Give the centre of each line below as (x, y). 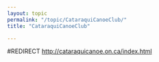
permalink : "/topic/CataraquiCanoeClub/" (67, 20)
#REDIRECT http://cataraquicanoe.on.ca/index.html (79, 51)
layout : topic (27, 13)
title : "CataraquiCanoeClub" (49, 26)
